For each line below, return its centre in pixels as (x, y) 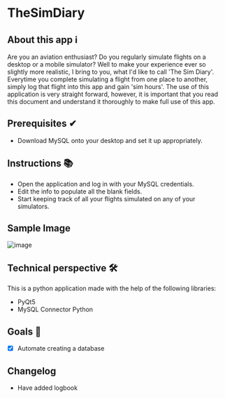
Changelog (32, 371)
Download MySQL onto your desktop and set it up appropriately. (110, 140)
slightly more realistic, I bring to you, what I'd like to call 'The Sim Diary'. (111, 72)
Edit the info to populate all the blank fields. (80, 191)
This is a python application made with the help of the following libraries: (112, 288)
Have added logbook (48, 388)
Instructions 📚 (40, 164)
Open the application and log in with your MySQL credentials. (106, 184)
